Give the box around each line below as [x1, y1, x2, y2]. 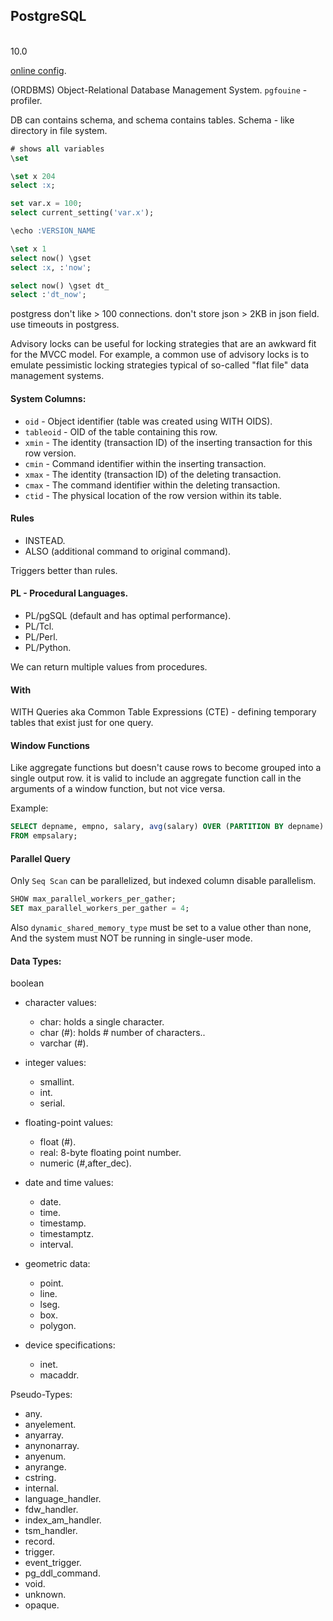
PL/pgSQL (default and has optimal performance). [24, 609, 232, 621]
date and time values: [24, 1177, 114, 1189]
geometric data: [24, 1258, 91, 1270]
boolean [10, 977, 45, 989]
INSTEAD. [24, 534, 66, 546]
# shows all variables [10, 144, 105, 154]
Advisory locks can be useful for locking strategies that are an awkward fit [10, 338, 317, 350]
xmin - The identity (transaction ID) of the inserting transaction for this [24, 436, 313, 448]
